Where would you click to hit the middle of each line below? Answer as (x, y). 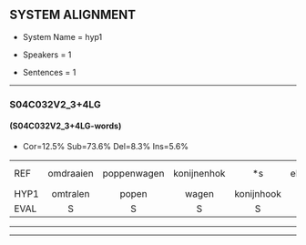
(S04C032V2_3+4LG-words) (66, 126)
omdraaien (71, 173)
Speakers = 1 (47, 55)
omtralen (71, 193)
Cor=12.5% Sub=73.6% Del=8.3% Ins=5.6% (106, 146)
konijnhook (258, 193)
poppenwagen (133, 173)
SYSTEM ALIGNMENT (73, 15)
